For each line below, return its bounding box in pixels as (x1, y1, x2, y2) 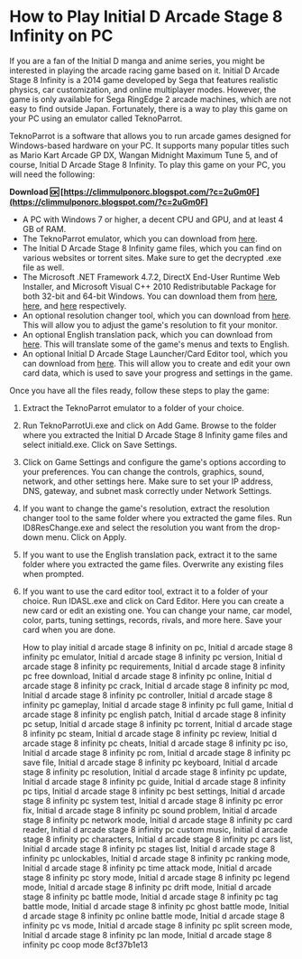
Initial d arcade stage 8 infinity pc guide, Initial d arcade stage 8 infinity (22, 776, 287, 787)
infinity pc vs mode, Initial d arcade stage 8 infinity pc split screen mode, (22, 919, 293, 931)
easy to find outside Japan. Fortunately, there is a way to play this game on (9, 103, 288, 114)
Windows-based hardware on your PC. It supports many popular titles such (9, 140, 290, 151)
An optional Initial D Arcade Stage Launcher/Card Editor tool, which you (22, 348, 288, 358)
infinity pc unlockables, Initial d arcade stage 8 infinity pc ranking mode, (22, 852, 290, 863)
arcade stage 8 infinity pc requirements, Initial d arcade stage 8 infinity (22, 661, 286, 672)
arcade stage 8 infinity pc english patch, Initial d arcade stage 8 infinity (22, 709, 287, 720)
